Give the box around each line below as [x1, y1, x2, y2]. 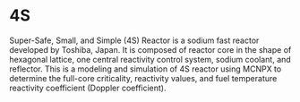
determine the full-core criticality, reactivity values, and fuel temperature [9, 72, 278, 83]
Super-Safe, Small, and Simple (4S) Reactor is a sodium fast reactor [9, 35, 260, 46]
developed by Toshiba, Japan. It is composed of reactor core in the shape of [9, 44, 292, 55]
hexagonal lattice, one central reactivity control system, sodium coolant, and [9, 54, 291, 64]
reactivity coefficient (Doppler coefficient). [9, 82, 167, 93]
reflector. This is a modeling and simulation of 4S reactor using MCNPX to [9, 64, 282, 74]
